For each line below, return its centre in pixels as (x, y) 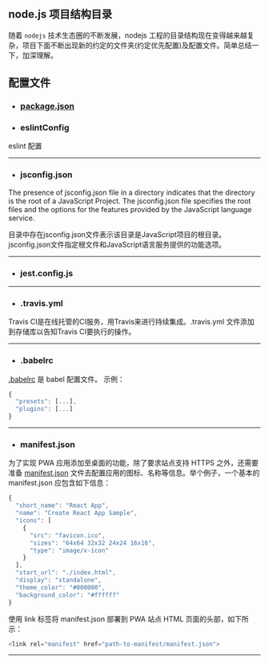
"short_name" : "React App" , (62, 506)
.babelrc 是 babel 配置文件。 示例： (67, 379)
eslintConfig (44, 128)
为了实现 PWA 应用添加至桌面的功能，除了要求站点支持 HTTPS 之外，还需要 (133, 463)
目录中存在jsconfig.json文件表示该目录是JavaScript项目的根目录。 (117, 234)
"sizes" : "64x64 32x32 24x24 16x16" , (92, 543)
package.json (47, 107)
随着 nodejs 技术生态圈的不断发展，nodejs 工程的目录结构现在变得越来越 (128, 35)
